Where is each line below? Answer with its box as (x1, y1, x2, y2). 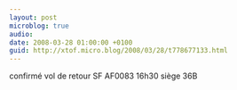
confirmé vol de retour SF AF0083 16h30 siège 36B (9, 70, 198, 81)
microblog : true (9, 21, 69, 30)
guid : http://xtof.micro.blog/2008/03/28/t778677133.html (9, 46, 228, 55)
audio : (9, 29, 34, 38)
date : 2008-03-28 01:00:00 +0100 (9, 37, 133, 47)
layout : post (9, 12, 58, 22)
